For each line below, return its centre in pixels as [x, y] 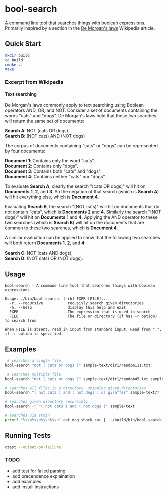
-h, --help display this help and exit [68, 308]
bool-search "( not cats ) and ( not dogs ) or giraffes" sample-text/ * [82, 393]
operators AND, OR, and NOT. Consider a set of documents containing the [81, 110]
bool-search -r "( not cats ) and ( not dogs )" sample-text [70, 406]
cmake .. [14, 65]
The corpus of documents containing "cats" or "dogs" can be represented [82, 146]
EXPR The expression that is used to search [80, 312]
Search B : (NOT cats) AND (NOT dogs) [45, 136]
